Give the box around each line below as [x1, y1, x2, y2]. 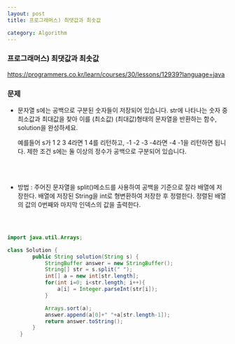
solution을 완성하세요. [17, 123, 78, 131]
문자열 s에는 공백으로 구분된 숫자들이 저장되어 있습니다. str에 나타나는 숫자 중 [17, 106, 228, 114]
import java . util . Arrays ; [7, 234, 83, 241]
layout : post [7, 10, 45, 17]
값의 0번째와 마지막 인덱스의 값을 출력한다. [24, 200, 141, 208]
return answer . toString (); [44, 317, 124, 325]
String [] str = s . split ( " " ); [44, 266, 133, 273]
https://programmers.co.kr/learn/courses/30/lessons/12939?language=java [7, 70, 225, 78]
